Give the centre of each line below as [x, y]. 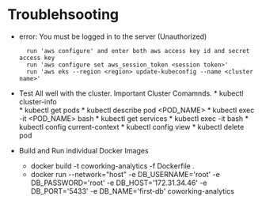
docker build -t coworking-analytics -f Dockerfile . [112, 166]
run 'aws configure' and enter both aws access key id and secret [138, 51]
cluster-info [38, 101]
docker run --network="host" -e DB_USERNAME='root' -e [125, 174]
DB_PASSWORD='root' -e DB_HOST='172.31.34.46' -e [119, 183]
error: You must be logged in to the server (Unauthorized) [113, 36]
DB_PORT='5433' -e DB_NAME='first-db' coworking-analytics [133, 191]
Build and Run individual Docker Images [84, 150]
